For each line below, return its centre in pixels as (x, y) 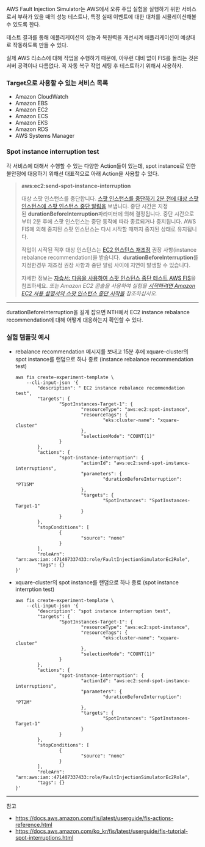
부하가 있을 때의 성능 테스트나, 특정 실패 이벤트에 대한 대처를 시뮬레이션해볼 (107, 17)
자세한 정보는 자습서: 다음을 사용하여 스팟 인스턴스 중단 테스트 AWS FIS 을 (109, 278)
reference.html (34, 824)
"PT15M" (25, 484)
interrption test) (35, 589)
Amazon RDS (32, 129)
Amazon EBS (31, 104)
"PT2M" (23, 702)
